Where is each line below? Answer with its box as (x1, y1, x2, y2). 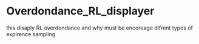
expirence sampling (6, 30, 56, 37)
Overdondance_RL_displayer (6, 4, 155, 18)
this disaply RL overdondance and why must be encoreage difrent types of (6, 24, 193, 31)
